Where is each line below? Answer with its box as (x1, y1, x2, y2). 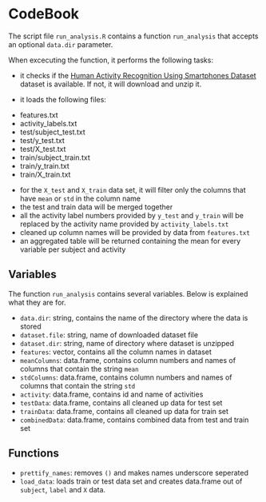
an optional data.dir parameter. (8, 39, 113, 49)
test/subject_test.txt (19, 127, 85, 137)
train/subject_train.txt (19, 153, 90, 162)
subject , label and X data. (19, 484, 106, 494)
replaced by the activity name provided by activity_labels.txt (19, 219, 229, 229)
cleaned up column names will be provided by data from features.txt (19, 227, 250, 237)
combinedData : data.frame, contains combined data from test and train (19, 415, 249, 424)
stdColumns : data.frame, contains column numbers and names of (19, 373, 232, 382)
